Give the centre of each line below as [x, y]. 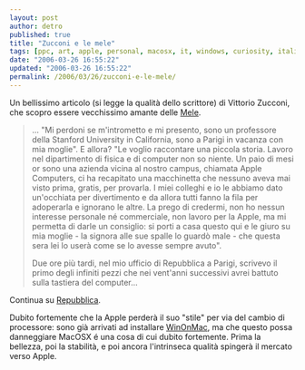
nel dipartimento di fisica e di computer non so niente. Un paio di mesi [162, 159]
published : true [40, 34]
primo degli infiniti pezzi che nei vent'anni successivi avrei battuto [155, 272]
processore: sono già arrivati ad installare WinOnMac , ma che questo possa [151, 326]
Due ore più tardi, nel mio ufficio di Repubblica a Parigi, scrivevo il [154, 263]
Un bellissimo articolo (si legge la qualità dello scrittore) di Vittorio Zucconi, [150, 102]
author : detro [36, 26]
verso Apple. [33, 355]
